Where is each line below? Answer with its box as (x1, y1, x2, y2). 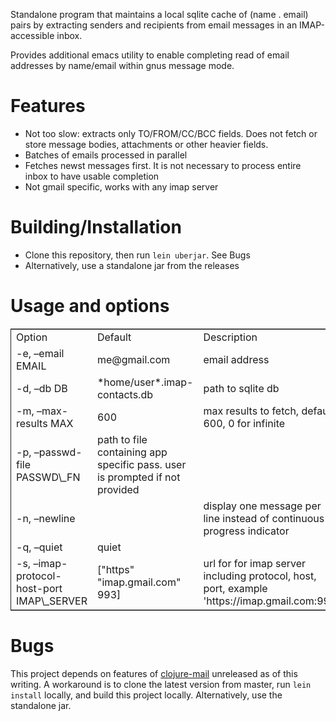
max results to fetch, (203, 404, 300, 418)
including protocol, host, (203, 569, 317, 583)
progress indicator (203, 524, 290, 538)
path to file (96, 432, 148, 446)
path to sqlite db (203, 381, 280, 395)
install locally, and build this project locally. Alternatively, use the (10, 689, 283, 701)
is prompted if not (96, 470, 181, 484)
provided (96, 482, 140, 496)
